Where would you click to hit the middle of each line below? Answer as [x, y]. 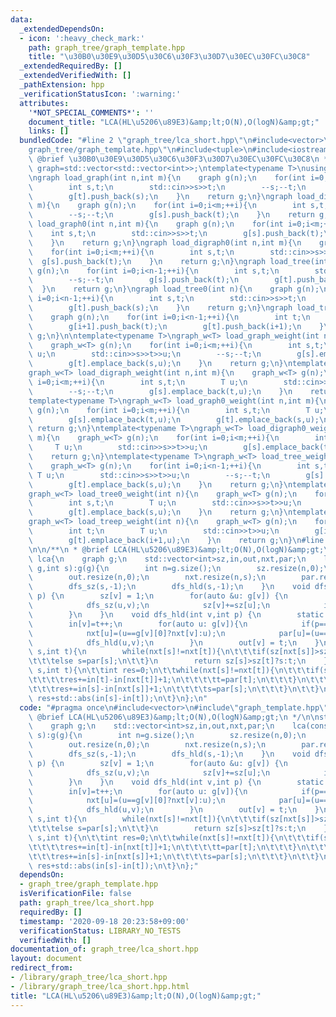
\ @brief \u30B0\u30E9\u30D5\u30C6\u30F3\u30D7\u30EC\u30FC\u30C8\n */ [180, 159]
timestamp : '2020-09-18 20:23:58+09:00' [104, 921]
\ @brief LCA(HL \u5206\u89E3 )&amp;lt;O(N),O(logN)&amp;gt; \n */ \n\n [174, 717]
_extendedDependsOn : [62, 29]
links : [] [49, 131]
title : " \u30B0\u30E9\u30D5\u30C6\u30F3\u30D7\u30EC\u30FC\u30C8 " [169, 57]
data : [21, 19]
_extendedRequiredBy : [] [71, 66]
